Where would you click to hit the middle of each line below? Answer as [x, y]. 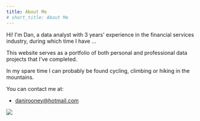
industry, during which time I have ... [51, 41]
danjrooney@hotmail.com [47, 101]
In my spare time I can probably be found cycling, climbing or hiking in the [98, 70]
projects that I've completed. [42, 59]
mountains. [20, 77]
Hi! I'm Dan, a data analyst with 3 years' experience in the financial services [100, 34]
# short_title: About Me [37, 17]
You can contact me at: [35, 88]
